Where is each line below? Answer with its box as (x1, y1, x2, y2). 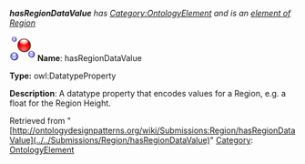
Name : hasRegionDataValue (36, 53, 143, 63)
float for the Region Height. (9, 97, 111, 108)
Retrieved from (9, 116, 66, 126)
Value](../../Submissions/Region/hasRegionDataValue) (9, 135, 211, 145)
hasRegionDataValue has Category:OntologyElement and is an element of (9, 8, 291, 18)
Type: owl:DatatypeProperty (9, 70, 117, 81)
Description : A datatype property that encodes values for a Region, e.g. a (9, 88, 287, 98)
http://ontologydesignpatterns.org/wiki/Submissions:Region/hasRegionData (12, 125, 296, 136)
